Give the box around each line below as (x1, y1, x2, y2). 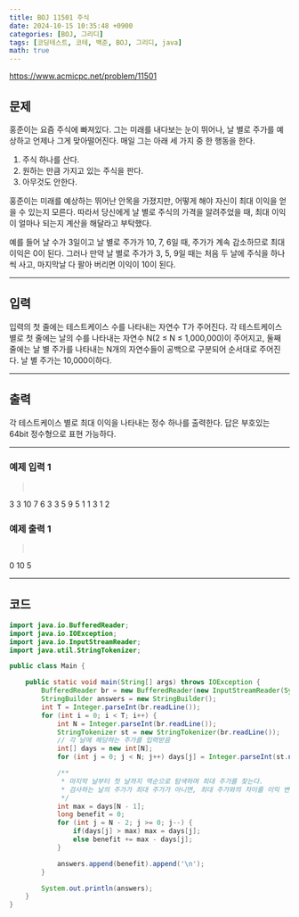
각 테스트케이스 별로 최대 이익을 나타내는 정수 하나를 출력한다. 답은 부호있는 (9, 417, 271, 428)
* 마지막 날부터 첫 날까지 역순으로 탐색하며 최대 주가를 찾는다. (61, 777, 264, 786)
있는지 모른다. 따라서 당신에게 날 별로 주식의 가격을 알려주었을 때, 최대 (28, 206, 270, 217)
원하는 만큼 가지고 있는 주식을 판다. (21, 165, 144, 176)
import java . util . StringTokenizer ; (9, 646, 141, 655)
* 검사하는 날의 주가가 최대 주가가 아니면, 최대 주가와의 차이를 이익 (61, 785, 280, 794)
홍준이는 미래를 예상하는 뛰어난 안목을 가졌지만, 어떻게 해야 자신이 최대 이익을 (9, 195, 278, 206)
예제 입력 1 (9, 461, 52, 474)
